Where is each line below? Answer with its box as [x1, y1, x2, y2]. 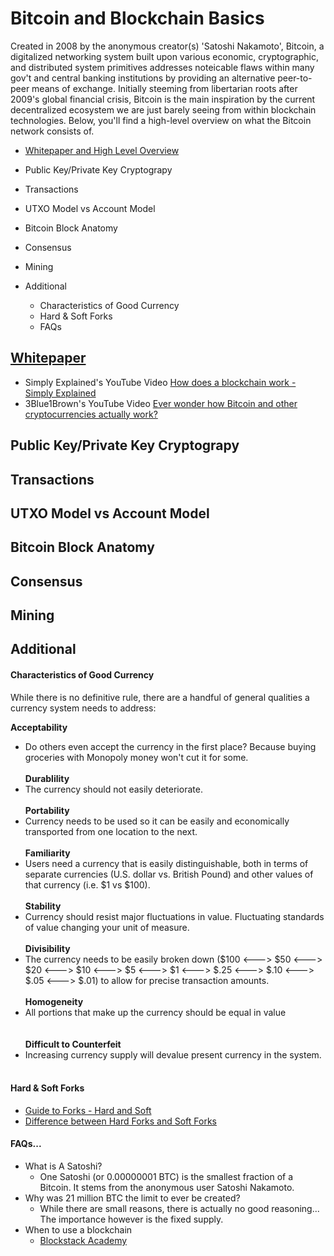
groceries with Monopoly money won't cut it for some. [24, 751, 249, 763]
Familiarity [24, 847, 71, 859]
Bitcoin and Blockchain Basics [10, 7, 265, 30]
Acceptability [10, 721, 68, 733]
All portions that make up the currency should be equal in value [24, 1006, 287, 1018]
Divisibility [24, 942, 71, 954]
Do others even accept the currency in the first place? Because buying [24, 740, 317, 752]
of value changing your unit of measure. [24, 921, 190, 933]
